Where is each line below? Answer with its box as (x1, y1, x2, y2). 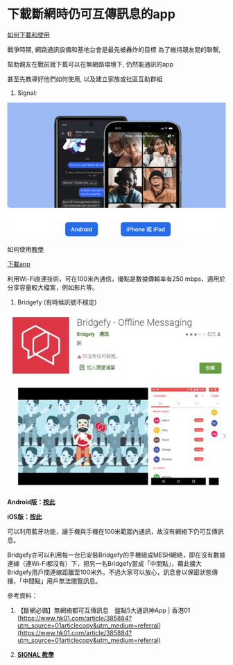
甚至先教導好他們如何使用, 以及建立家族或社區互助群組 (7, 74, 163, 83)
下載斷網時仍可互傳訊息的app (7, 6, 175, 22)
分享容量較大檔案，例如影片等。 (7, 284, 98, 291)
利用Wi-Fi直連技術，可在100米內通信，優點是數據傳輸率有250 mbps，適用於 (7, 275, 226, 283)
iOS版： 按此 (7, 512, 42, 521)
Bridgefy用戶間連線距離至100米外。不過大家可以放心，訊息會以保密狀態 (7, 568, 212, 576)
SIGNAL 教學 (17, 650, 54, 659)
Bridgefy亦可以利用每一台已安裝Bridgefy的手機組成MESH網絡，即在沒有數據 (7, 551, 226, 559)
